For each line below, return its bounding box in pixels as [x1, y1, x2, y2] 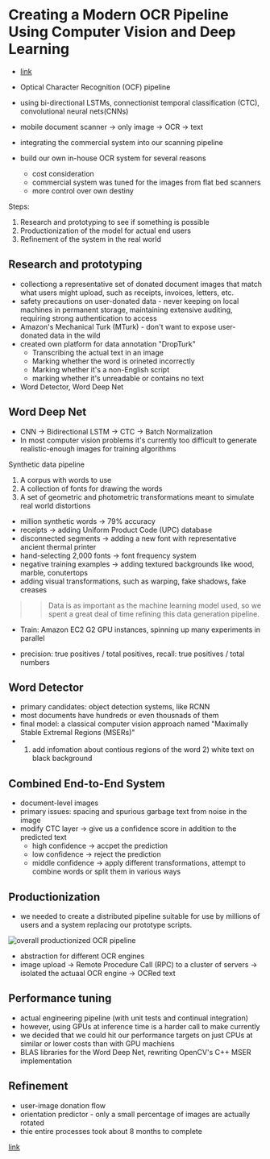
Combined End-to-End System [8, 776, 165, 791]
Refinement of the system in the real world [19, 234, 162, 243]
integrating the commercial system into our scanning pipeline [19, 137, 224, 147]
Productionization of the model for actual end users [19, 226, 192, 235]
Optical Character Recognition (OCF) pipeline [19, 82, 171, 92]
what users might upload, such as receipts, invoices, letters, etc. [19, 288, 235, 297]
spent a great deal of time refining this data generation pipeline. [48, 609, 260, 618]
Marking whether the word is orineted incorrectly [31, 356, 195, 366]
